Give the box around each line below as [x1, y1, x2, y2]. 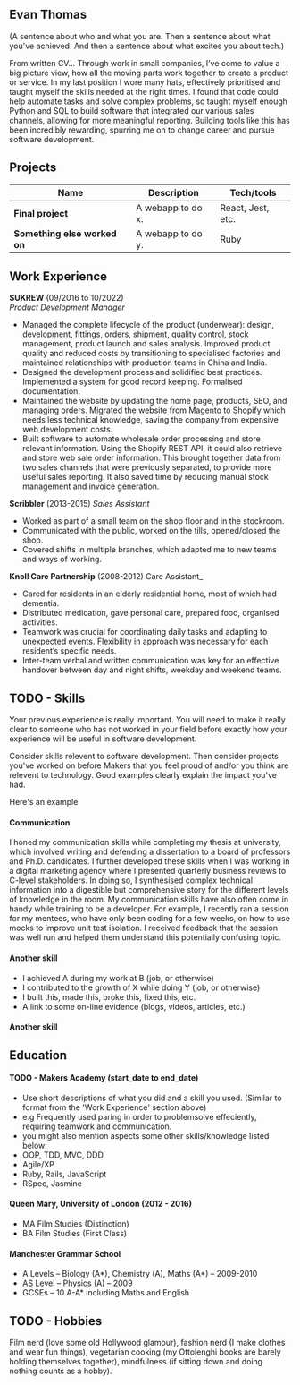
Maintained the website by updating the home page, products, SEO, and [21, 396, 287, 406]
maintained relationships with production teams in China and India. [21, 357, 268, 368]
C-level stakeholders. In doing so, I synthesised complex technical [9, 875, 253, 885]
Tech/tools [229, 186, 277, 199]
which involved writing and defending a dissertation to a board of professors [9, 846, 291, 858]
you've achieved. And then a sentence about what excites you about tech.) [9, 40, 285, 51]
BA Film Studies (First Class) [21, 1228, 128, 1239]
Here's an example [9, 797, 79, 808]
